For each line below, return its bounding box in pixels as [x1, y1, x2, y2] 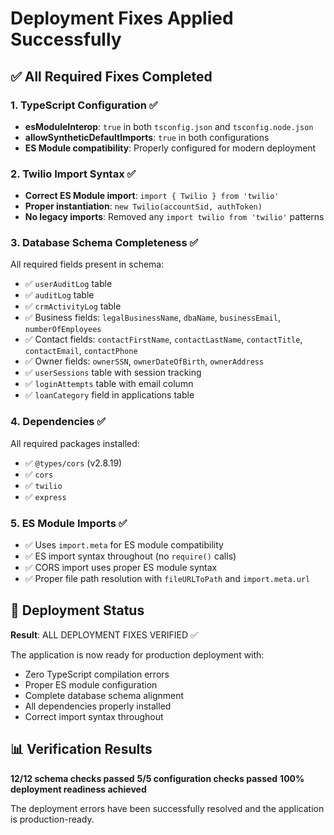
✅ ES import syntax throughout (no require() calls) [24, 550, 237, 562]
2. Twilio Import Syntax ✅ [10, 167, 137, 181]
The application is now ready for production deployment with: [10, 648, 265, 661]
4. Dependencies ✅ [10, 415, 107, 429]
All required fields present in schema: [10, 258, 165, 271]
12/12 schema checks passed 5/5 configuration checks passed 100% [10, 772, 305, 784]
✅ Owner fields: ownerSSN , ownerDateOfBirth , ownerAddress [24, 355, 265, 367]
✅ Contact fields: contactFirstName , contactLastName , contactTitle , [24, 333, 303, 346]
